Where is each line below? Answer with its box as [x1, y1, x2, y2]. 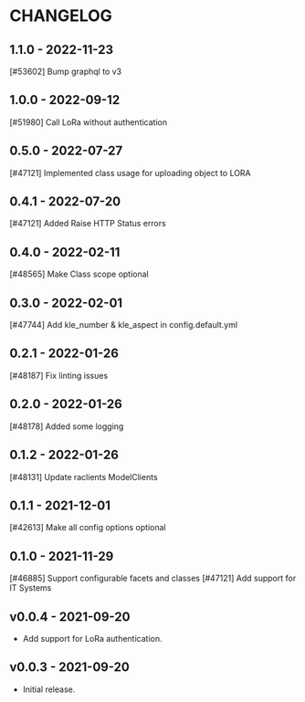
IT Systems [9, 582, 52, 593]
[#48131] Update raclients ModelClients [9, 471, 158, 482]
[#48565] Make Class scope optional [9, 268, 149, 279]
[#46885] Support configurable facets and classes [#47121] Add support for [9, 572, 297, 584]
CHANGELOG [9, 5, 112, 26]
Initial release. [22, 684, 76, 695]
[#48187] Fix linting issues [9, 370, 109, 381]
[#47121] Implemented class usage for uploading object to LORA [9, 167, 251, 178]
